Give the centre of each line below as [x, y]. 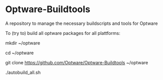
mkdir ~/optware [23, 43]
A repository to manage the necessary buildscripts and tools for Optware [82, 23]
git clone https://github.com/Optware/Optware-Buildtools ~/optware [77, 62]
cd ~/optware [20, 53]
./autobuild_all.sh [23, 72]
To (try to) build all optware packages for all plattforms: [63, 33]
